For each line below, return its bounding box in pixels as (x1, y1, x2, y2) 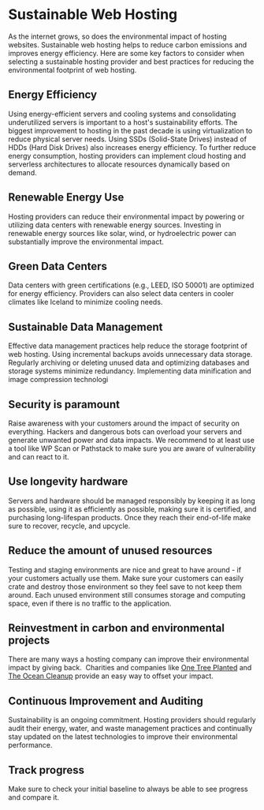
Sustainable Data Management (8, 320, 163, 333)
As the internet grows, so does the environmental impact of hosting (8, 32, 227, 41)
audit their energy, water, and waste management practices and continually (8, 724, 253, 733)
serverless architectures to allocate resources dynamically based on (8, 159, 230, 169)
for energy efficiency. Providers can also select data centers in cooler (8, 289, 234, 298)
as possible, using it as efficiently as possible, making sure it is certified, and (8, 504, 257, 514)
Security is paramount (8, 397, 121, 411)
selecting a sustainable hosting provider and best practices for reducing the (8, 57, 255, 66)
